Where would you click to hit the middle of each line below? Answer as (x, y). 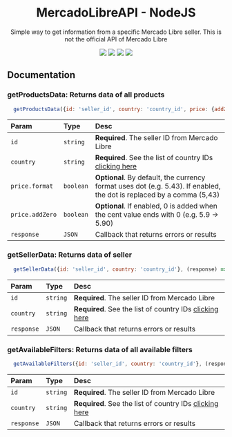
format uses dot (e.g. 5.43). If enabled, (158, 186)
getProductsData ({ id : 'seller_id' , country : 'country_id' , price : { (114, 109)
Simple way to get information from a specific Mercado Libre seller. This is (116, 32)
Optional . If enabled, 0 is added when (156, 206)
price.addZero (34, 214)
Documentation (41, 75)
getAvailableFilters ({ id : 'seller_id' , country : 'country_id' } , (108, 364)
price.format (32, 186)
